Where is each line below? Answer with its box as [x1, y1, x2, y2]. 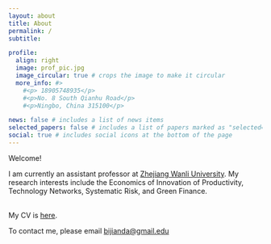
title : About [8, 19, 52, 27]
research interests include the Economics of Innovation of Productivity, [8, 177, 244, 187]
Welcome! [8, 153, 42, 162]
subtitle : [8, 34, 42, 43]
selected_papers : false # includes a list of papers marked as [8, 124, 226, 132]
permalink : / [8, 27, 52, 35]
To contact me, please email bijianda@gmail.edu [8, 225, 169, 235]
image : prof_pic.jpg [15, 64, 85, 73]
